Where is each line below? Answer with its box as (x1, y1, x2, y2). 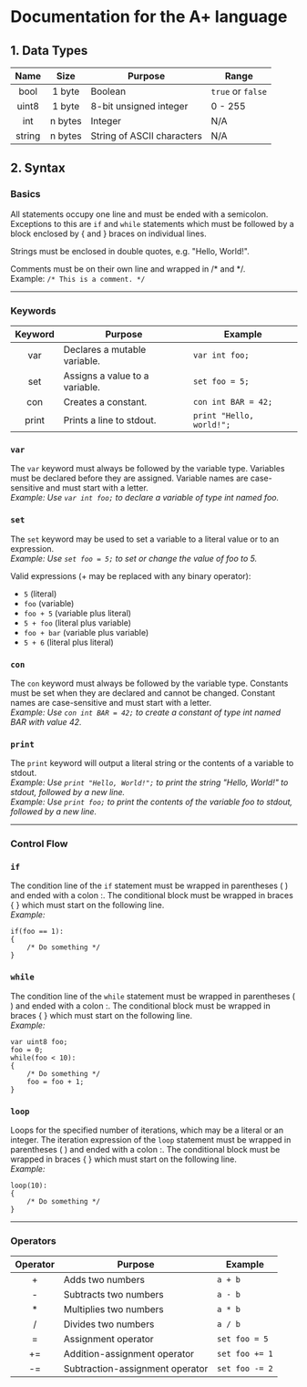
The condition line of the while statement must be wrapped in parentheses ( (10, 990, 295, 1001)
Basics (10, 188, 41, 201)
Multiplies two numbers (63, 1303, 164, 1316)
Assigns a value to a (63, 369, 149, 382)
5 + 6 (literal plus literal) (23, 637, 115, 647)
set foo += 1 (216, 1349, 273, 1360)
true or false (210, 85, 268, 98)
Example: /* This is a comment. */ (10, 273, 146, 284)
